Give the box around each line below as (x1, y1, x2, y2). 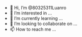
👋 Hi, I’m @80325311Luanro (9, 5, 67, 10)
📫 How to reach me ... (9, 26, 56, 32)
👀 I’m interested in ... (9, 10, 52, 16)
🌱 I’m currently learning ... (9, 15, 63, 21)
